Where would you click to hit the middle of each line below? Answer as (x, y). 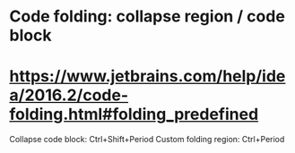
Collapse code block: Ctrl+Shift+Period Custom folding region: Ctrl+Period (147, 140)
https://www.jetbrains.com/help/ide (147, 76)
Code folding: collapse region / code (147, 17)
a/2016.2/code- (69, 95)
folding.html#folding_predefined (134, 115)
